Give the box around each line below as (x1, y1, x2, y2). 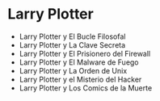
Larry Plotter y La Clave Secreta (19, 40, 126, 49)
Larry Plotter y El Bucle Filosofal (19, 32, 126, 41)
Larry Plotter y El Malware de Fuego (19, 57, 139, 67)
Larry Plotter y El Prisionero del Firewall (19, 48, 151, 58)
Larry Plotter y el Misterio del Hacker (19, 74, 142, 84)
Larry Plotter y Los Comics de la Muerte (19, 82, 153, 93)
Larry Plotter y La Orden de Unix (19, 65, 128, 75)
